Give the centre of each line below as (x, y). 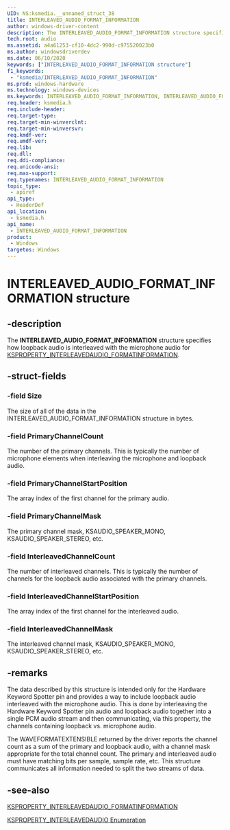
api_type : (21, 199)
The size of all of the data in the (52, 411)
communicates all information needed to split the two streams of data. (106, 769)
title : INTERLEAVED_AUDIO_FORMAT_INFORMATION (73, 20)
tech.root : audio (32, 39)
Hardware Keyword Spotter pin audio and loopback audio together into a (110, 711)
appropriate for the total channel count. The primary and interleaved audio (112, 754)
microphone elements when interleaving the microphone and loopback (107, 458)
